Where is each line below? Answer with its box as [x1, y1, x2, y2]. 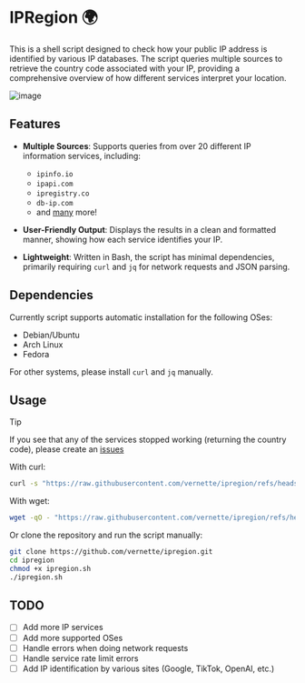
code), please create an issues [9, 444, 124, 455]
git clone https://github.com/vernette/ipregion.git [9, 547, 213, 557]
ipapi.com [35, 179, 74, 188]
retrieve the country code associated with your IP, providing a [9, 63, 241, 74]
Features [9, 116, 61, 132]
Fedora [22, 348, 50, 359]
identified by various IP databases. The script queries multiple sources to [9, 53, 283, 64]
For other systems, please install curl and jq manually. [9, 366, 213, 377]
